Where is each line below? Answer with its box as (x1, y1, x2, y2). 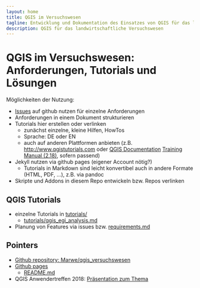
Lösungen (6, 76, 57, 90)
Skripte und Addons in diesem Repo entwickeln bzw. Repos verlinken (14, 177, 185, 185)
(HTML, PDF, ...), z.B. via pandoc (23, 171, 104, 178)
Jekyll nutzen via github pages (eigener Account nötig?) (14, 159, 153, 166)
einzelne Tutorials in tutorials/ (14, 210, 87, 218)
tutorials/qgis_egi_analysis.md (23, 217, 98, 224)
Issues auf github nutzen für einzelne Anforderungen (14, 108, 145, 115)
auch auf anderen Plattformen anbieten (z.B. (23, 140, 133, 147)
